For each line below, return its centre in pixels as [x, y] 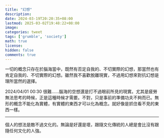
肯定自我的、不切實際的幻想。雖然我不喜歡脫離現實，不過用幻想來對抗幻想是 [82, 75]
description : [18, 14]
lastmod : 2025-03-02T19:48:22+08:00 [42, 23]
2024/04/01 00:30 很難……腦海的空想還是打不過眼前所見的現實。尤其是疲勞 [81, 92]
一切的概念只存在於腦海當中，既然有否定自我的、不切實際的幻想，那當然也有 [82, 69]
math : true [16, 41]
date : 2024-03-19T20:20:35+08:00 [39, 18]
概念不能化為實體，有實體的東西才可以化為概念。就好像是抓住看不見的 [84, 104]
